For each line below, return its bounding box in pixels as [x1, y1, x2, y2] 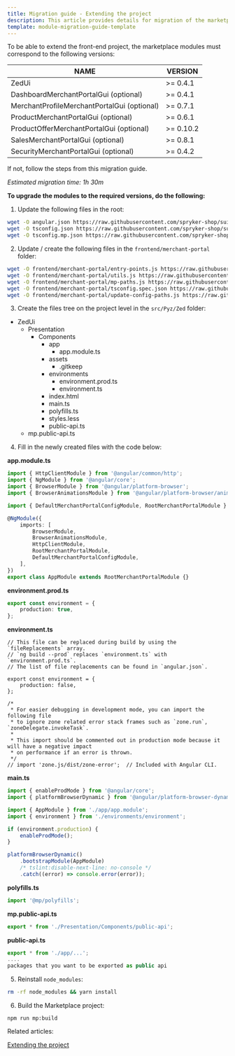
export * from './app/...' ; [7, 950, 90, 957]
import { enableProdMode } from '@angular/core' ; [7, 787, 155, 795]
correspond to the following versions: [7, 50, 115, 58]
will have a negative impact [7, 743, 92, 750]
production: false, [20, 682, 77, 689]
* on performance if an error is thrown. [10, 749, 133, 756]
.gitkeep [59, 362, 83, 371]
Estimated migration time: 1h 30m [7, 178, 104, 186]
